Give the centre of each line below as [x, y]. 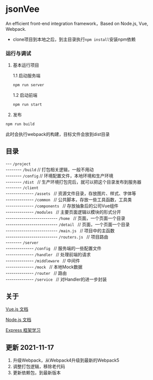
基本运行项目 [26, 65]
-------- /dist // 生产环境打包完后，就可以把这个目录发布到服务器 [74, 182]
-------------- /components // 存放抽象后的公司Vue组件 [62, 206]
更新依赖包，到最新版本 [37, 373]
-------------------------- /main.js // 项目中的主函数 [60, 230]
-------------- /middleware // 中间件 [43, 260]
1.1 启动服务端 [26, 76]
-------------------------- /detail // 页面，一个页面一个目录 [68, 224]
